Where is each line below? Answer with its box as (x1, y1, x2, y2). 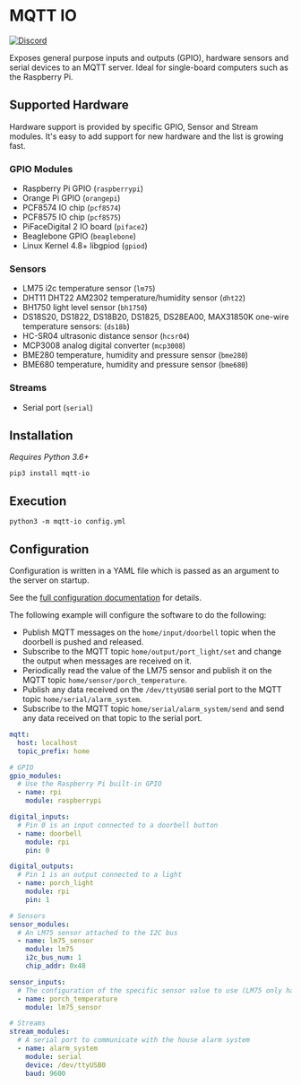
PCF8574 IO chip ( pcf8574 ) (21, 203, 122, 213)
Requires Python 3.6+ (9, 452, 90, 463)
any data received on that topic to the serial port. (21, 713, 203, 724)
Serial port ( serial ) (21, 402, 94, 412)
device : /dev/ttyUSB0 (25, 1060, 106, 1070)
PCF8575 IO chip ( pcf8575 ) (21, 212, 122, 222)
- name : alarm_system (17, 1044, 99, 1054)
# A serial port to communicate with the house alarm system (17, 1036, 251, 1045)
